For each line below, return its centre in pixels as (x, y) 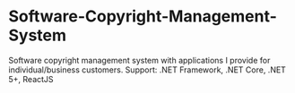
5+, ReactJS (31, 79)
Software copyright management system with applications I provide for (139, 60)
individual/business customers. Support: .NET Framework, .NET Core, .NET (147, 70)
